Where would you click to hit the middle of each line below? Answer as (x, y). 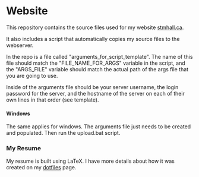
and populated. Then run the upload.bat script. (63, 133)
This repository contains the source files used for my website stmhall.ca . (95, 27)
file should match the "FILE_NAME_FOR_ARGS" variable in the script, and (96, 63)
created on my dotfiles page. (41, 167)
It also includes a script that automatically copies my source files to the (93, 39)
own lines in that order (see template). (53, 100)
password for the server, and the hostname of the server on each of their (96, 93)
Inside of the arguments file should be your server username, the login (92, 87)
